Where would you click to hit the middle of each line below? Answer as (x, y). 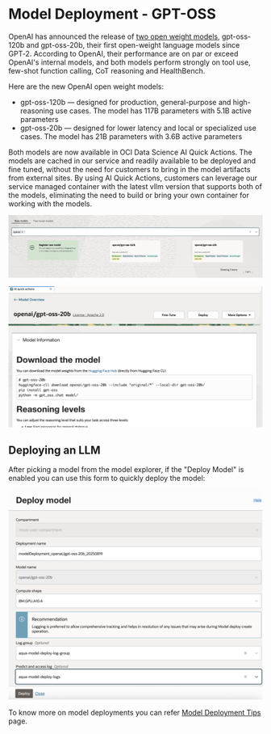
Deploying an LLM (54, 450)
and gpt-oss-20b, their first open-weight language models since (133, 44)
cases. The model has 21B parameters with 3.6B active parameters (131, 136)
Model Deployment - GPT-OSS (112, 14)
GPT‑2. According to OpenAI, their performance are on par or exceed (123, 53)
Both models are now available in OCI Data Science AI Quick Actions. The (130, 152)
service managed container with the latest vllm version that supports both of (135, 186)
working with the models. (50, 204)
